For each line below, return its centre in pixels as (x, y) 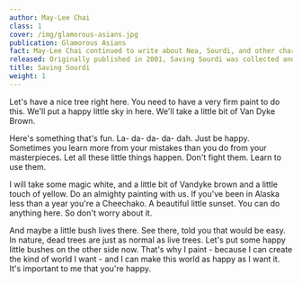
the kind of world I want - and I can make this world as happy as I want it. (145, 259)
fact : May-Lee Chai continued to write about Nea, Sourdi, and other (142, 51)
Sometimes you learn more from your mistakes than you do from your (138, 147)
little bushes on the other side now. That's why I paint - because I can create (151, 249)
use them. (28, 166)
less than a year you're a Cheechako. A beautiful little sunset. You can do (145, 203)
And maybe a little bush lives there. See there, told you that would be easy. (147, 230)
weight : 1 (28, 76)
